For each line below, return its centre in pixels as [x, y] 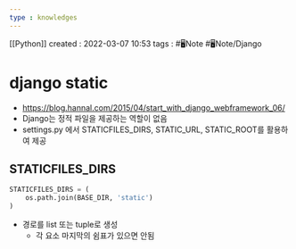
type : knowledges [43, 17]
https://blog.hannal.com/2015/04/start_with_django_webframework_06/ [153, 107]
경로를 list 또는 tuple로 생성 [70, 224]
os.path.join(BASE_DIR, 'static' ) [89, 198]
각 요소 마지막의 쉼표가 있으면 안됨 [95, 236]
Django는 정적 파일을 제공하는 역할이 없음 [95, 118]
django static [59, 83]
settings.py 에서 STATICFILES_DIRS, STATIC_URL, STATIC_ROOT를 [143, 129]
